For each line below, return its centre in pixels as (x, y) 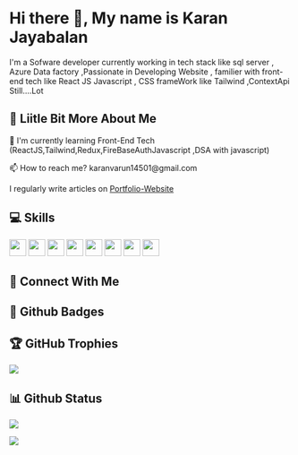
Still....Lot (26, 90)
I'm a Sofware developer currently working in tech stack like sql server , (142, 62)
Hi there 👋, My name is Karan (119, 18)
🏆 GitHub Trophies (64, 343)
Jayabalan (49, 37)
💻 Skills (32, 218)
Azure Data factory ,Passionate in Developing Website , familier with (135, 72)
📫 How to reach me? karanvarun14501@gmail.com (103, 167)
